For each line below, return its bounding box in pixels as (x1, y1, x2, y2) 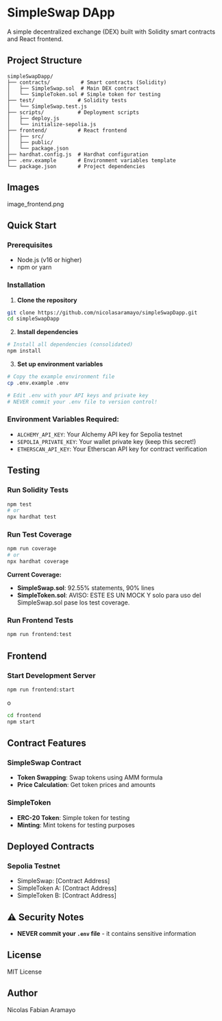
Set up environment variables (16, 360, 103, 368)
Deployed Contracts (7, 841, 95, 852)
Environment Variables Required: (7, 414, 120, 424)
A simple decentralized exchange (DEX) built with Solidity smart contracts (7, 27, 216, 36)
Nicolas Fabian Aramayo (7, 1005, 76, 1013)
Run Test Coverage (7, 530, 72, 539)
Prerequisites (7, 240, 53, 250)
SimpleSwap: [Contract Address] (16, 877, 110, 885)
